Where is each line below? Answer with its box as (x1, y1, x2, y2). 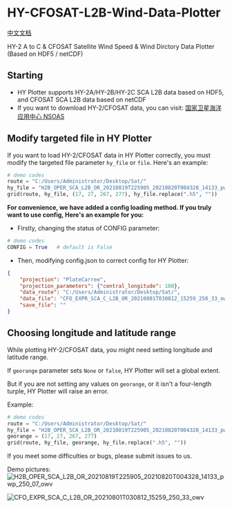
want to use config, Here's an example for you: (7, 211, 144, 219)
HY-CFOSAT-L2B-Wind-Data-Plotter (7, 5, 221, 21)
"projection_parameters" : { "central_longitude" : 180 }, (19, 282, 181, 289)
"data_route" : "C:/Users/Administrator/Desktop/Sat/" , (19, 289, 181, 296)
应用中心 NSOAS (17, 112, 65, 120)
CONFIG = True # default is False (7, 244, 113, 251)
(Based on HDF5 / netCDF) (7, 50, 84, 58)
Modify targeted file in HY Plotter (7, 133, 152, 144)
